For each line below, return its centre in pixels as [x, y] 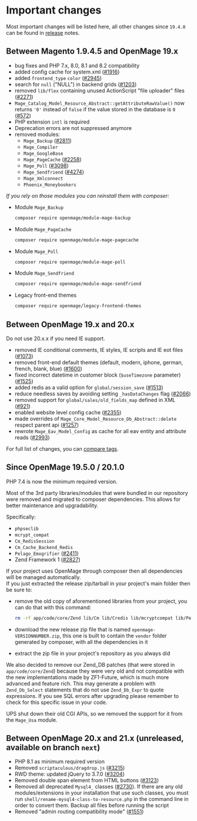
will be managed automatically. [44, 577]
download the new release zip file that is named [73, 629]
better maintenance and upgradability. [52, 505]
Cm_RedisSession [34, 541]
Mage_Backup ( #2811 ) [47, 140]
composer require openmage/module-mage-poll [70, 262]
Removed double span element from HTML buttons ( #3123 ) [87, 780]
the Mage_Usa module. [32, 720]
